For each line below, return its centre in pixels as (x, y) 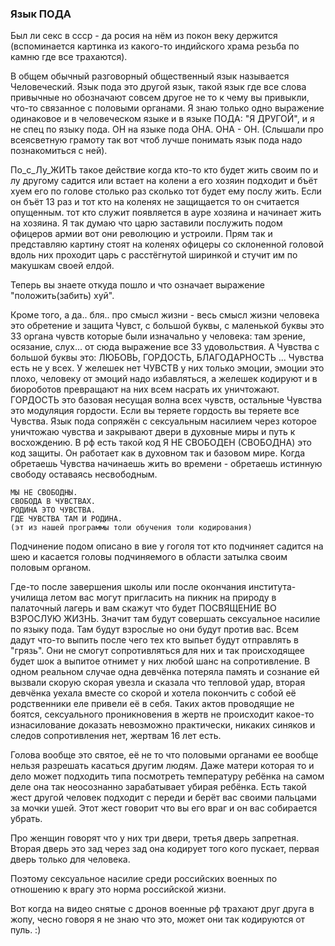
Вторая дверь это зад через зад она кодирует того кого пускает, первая (165, 849)
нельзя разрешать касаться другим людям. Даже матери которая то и (162, 766)
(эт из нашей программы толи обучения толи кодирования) (131, 528)
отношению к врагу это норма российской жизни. (118, 889)
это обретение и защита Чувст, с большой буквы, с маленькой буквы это (167, 326)
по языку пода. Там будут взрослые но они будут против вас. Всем (154, 629)
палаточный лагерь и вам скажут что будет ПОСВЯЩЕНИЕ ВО (143, 608)
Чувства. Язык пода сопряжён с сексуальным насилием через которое (164, 421)
